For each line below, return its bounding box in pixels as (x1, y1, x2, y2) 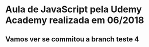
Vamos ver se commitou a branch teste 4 (5, 35, 139, 43)
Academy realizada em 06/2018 (5, 14, 144, 26)
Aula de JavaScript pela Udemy (5, 4, 142, 15)
